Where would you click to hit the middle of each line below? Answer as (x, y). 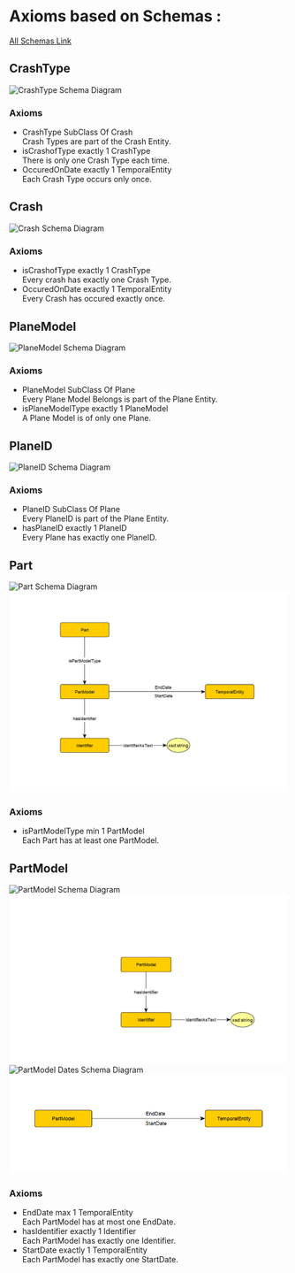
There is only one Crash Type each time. (96, 160)
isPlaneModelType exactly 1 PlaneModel (95, 409)
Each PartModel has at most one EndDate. (99, 1222)
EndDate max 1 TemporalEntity (78, 1213)
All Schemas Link (41, 41)
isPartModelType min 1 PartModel (83, 831)
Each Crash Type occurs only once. (87, 180)
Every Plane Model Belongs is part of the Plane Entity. (120, 399)
